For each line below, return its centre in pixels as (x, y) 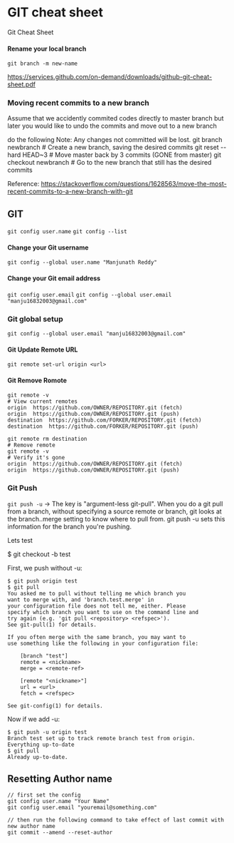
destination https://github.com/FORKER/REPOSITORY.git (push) (103, 426)
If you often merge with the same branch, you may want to (97, 637)
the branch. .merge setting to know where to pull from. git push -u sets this (116, 518)
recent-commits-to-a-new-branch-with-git (70, 191)
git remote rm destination (47, 439)
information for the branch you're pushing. (69, 526)
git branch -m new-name (43, 64)
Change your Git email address (54, 278)
